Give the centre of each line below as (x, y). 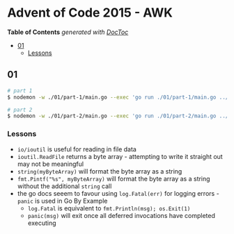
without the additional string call (64, 186)
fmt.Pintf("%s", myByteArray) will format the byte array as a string (114, 178)
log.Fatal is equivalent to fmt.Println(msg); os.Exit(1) (109, 208)
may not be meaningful (50, 164)
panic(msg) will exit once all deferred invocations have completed (122, 215)
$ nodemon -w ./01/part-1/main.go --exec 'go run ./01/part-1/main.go (112, 97)
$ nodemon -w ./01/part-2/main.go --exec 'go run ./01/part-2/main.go (112, 116)
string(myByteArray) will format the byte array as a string (100, 171)
